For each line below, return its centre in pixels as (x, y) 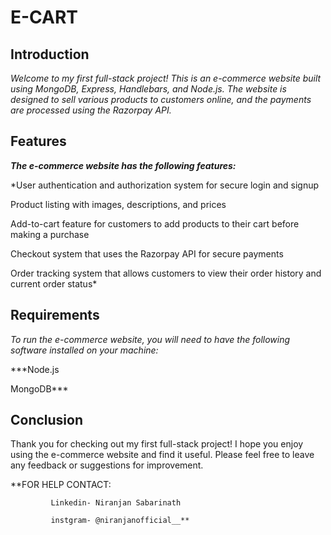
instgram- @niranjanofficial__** (120, 521)
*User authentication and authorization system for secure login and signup (165, 185)
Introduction (50, 54)
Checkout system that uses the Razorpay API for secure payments (147, 253)
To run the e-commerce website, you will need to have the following (150, 339)
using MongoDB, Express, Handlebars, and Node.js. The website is (148, 89)
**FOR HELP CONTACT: (61, 485)
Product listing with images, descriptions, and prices (118, 204)
